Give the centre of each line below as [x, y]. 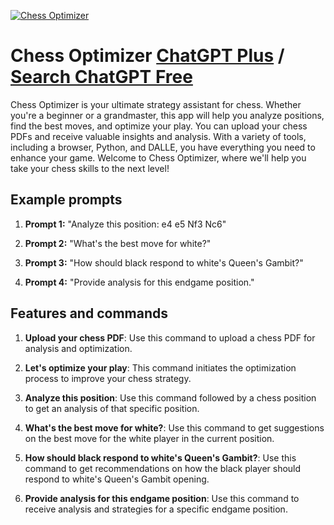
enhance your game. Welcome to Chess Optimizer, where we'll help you [158, 157]
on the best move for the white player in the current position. [149, 438]
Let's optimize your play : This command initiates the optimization [160, 367]
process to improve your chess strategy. [108, 378]
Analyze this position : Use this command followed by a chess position [170, 397]
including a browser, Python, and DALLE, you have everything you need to [163, 147]
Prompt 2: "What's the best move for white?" [118, 243]
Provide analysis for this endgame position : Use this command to [162, 498]
